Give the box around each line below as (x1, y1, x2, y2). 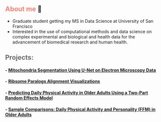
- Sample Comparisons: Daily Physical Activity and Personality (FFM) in (5, 106, 156, 112)
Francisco (12, 23, 33, 29)
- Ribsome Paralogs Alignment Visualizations (5, 79, 101, 84)
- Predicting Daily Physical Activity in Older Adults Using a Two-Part (5, 89, 148, 95)
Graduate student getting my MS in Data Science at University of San (12, 18, 154, 24)
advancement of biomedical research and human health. (12, 39, 128, 45)
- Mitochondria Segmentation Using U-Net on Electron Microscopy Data (5, 67, 156, 73)
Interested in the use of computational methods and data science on (12, 28, 152, 35)
